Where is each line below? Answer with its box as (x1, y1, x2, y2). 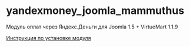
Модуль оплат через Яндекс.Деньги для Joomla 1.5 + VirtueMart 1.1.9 (6, 23, 178, 30)
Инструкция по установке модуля (6, 34, 91, 41)
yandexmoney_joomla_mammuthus (6, 4, 185, 17)
